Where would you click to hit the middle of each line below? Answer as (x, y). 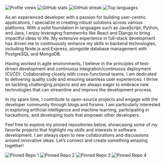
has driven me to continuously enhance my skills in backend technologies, (81, 43)
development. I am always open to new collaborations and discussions (77, 135)
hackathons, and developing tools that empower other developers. (73, 115)
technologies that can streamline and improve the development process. (79, 90)
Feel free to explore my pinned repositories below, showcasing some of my (82, 124)
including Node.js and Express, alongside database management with (76, 49)
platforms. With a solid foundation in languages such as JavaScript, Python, (82, 28)
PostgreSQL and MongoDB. (33, 54)
